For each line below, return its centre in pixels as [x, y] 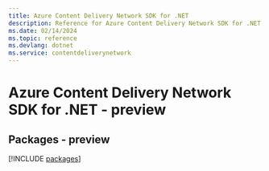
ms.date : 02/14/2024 [43, 31]
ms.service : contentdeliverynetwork [70, 53]
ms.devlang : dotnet [41, 46]
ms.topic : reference [43, 38]
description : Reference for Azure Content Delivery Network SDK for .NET [135, 23]
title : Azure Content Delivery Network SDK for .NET [99, 16]
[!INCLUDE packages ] [45, 159]
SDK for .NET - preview [87, 110]
